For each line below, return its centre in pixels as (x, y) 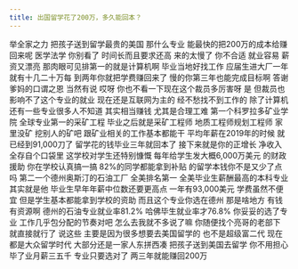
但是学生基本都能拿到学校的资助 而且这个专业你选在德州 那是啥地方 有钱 (151, 200)
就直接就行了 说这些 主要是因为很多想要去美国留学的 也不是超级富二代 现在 (146, 233)
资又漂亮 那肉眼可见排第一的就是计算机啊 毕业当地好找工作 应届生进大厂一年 (149, 66)
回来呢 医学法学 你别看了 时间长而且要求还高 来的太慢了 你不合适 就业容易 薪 (149, 55)
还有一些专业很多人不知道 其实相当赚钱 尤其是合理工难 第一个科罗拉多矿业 (145, 110)
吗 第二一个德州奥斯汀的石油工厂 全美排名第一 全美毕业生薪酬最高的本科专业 (149, 177)
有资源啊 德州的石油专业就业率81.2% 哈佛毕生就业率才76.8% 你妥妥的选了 (145, 211)
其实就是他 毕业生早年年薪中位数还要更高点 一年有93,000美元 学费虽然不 (142, 189)
